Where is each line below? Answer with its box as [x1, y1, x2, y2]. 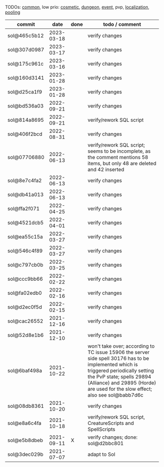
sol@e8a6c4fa [7, 420, 41, 426]
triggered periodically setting [87, 367, 154, 374]
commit [17, 21, 35, 27]
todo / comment [103, 21, 142, 27]
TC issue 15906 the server [87, 349, 150, 356]
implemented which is [87, 361, 138, 368]
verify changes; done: [87, 434, 138, 441]
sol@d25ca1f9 [7, 89, 42, 95]
